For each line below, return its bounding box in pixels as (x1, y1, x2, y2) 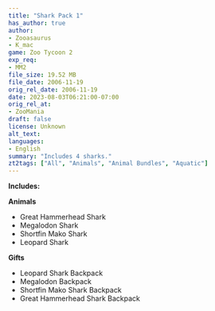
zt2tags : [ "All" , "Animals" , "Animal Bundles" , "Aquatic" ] (8, 160, 209, 168)
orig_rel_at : (8, 100, 52, 108)
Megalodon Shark (19, 220, 79, 231)
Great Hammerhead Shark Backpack (19, 294, 141, 303)
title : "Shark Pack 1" (8, 11, 84, 20)
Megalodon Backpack (19, 277, 92, 286)
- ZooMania (8, 108, 45, 116)
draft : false (8, 115, 52, 123)
